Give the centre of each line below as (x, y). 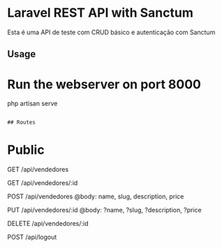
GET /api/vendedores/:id (43, 183)
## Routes (22, 123)
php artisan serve (32, 103)
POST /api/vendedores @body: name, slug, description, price (96, 196)
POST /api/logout (32, 237)
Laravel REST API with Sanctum (100, 13)
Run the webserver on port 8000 (104, 84)
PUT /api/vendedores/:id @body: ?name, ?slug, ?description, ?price (104, 210)
